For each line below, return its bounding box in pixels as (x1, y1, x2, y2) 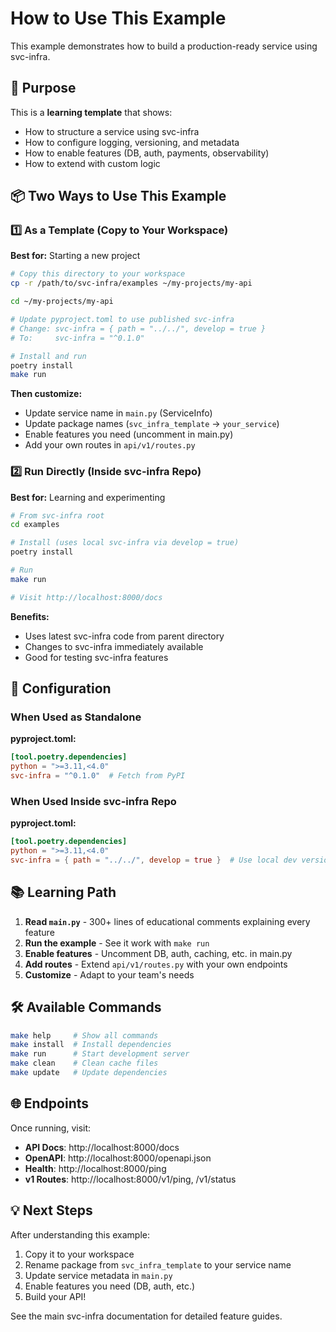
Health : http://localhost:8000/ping (24, 1162, 167, 1174)
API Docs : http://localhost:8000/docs (24, 1141, 180, 1153)
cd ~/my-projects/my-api (10, 297, 114, 307)
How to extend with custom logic (24, 157, 161, 169)
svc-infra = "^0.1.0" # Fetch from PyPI (10, 771, 186, 781)
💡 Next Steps (10, 1202, 93, 1219)
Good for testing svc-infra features (24, 651, 169, 663)
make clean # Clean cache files (10, 1058, 159, 1069)
